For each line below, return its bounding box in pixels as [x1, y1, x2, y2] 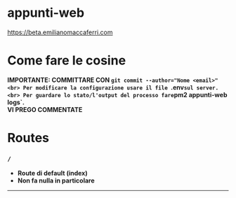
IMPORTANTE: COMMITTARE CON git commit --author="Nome [7, 76, 190, 84]
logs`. [7, 98, 25, 106]
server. [196, 84, 219, 92]
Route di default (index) [17, 169, 88, 178]
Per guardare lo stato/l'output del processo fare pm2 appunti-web [22, 90, 228, 99]
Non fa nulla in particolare [17, 176, 95, 185]
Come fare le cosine [7, 52, 126, 69]
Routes [7, 130, 49, 146]
